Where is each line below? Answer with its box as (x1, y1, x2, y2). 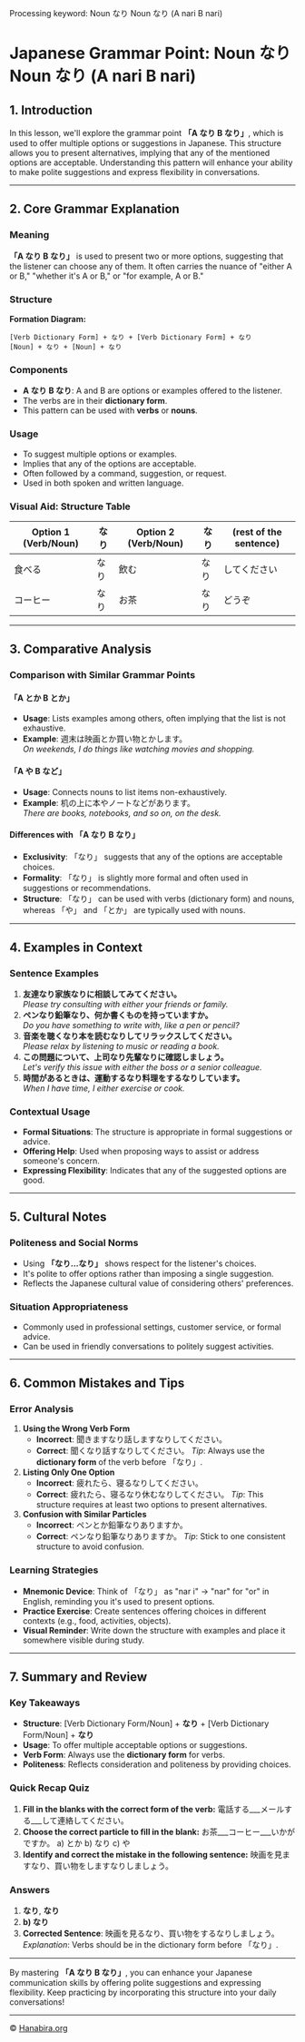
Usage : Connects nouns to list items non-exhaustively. (22, 786, 228, 797)
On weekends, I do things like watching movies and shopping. (22, 743, 255, 755)
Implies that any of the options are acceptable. (22, 457, 197, 469)
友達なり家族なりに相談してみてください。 (22, 988, 182, 1000)
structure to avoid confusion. (35, 1541, 145, 1552)
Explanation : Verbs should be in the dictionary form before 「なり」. (22, 1939, 279, 1950)
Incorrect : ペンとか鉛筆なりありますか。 (35, 1519, 188, 1531)
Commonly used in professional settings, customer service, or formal (22, 1321, 281, 1332)
